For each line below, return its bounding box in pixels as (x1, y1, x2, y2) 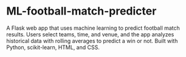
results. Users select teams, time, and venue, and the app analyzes (6, 30, 174, 38)
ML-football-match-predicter (6, 4, 157, 18)
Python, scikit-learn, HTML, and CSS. (6, 44, 100, 51)
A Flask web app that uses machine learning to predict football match (6, 24, 181, 32)
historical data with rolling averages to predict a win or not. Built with (6, 37, 178, 44)
